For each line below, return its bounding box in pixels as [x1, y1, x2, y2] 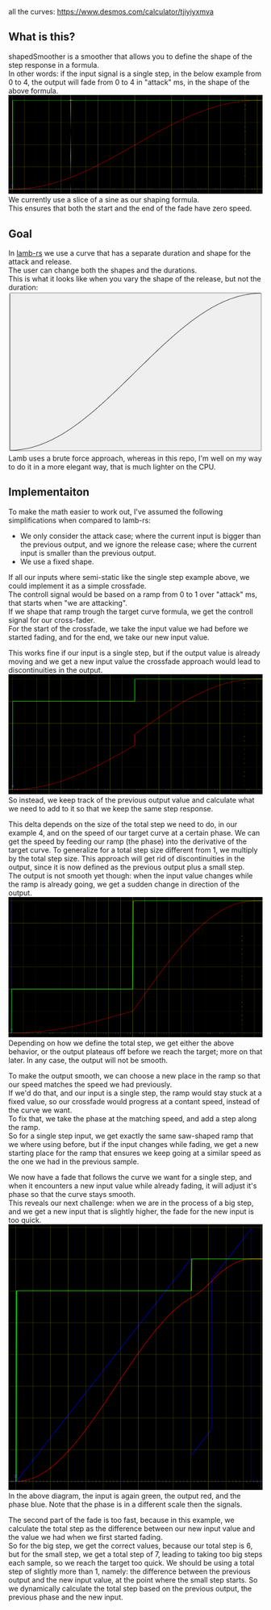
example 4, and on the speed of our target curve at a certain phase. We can [8, 828, 261, 838]
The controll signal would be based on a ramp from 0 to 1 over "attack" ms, [8, 589, 258, 599]
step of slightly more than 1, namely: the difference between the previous [8, 1566, 252, 1576]
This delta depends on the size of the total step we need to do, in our [8, 820, 238, 829]
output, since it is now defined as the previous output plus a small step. [8, 862, 245, 872]
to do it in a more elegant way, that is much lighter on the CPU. [8, 461, 216, 471]
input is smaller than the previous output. [19, 548, 156, 557]
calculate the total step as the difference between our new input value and [8, 1524, 256, 1533]
